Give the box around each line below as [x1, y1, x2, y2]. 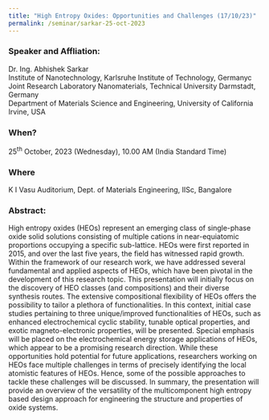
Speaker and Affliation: [8, 46, 100, 57]
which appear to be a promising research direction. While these [8, 343, 218, 352]
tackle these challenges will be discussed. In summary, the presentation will [8, 377, 259, 387]
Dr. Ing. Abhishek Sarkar [8, 64, 89, 73]
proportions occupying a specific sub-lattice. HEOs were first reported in [8, 241, 250, 250]
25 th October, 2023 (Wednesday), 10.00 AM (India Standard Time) [8, 146, 227, 156]
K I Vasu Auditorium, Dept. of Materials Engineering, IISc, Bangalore [8, 185, 232, 195]
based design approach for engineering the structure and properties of [8, 394, 243, 404]
